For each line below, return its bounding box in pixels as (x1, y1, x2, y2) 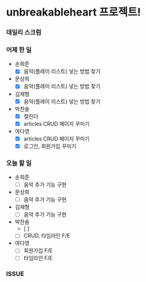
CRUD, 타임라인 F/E (23, 232, 70, 239)
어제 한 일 (6, 46, 31, 54)
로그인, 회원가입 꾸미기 (23, 142, 77, 150)
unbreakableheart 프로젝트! (6, 5, 141, 19)
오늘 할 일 (6, 159, 31, 167)
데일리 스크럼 (6, 28, 42, 36)
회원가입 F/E (23, 247, 53, 254)
